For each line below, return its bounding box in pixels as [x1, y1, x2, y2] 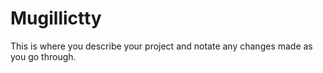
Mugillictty [10, 7, 102, 30]
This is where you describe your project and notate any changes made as [10, 40, 313, 52]
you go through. [10, 50, 77, 62]
